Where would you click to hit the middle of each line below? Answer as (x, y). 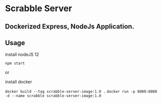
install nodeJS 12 (22, 54)
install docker (19, 82)
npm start (15, 64)
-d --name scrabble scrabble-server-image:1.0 (53, 96)
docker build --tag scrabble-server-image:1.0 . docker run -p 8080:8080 (81, 92)
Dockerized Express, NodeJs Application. (70, 26)
